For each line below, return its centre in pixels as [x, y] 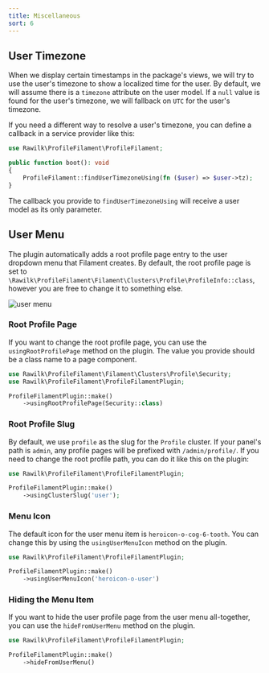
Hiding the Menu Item [51, 600]
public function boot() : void [59, 163]
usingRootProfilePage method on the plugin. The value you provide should [132, 350]
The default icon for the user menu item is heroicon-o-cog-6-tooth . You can [134, 534]
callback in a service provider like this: [71, 134]
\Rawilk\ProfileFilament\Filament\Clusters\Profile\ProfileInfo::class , [132, 279]
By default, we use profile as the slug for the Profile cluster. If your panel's [135, 442]
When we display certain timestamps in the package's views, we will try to [131, 75]
